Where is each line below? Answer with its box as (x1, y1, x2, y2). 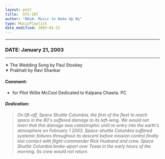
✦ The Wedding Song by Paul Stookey (5, 62, 82, 68)
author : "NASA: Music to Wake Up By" (5, 16, 82, 21)
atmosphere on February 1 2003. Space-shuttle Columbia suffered (17, 127, 152, 133)
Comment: (5, 79, 27, 85)
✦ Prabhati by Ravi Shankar (5, 67, 61, 73)
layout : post (5, 7, 32, 12)
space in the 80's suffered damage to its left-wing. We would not (17, 117, 149, 123)
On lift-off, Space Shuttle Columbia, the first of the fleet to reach (17, 112, 147, 118)
